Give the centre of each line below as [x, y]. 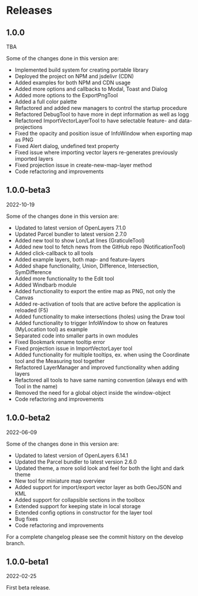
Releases [29, 10]
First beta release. [28, 588]
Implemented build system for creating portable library [81, 70]
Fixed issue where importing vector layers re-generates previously [96, 152]
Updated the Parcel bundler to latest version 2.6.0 [76, 462]
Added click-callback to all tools [54, 253]
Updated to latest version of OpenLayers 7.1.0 [70, 228]
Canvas [24, 297]
